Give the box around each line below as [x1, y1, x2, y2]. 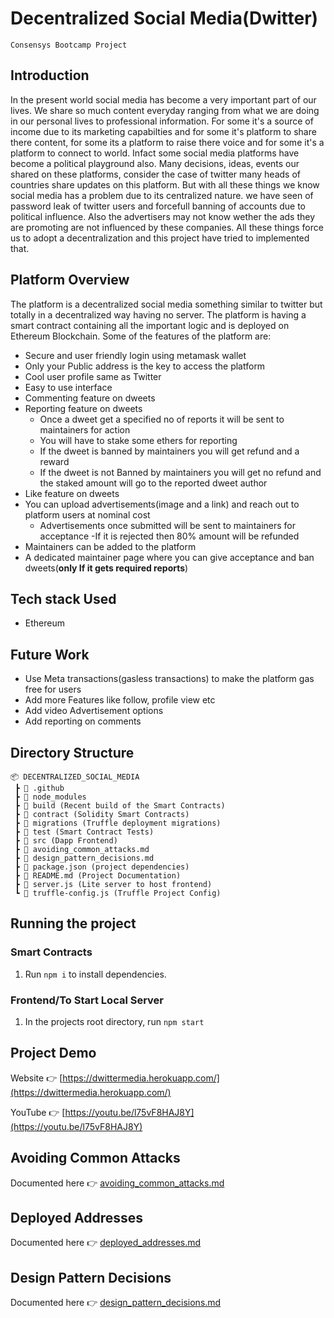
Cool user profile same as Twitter [24, 370, 162, 382]
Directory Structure [10, 744, 135, 761]
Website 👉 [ [10, 1072, 63, 1084]
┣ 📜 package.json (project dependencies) [14, 862, 190, 872]
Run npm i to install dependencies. [24, 968, 167, 980]
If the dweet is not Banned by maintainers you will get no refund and [39, 466, 322, 478]
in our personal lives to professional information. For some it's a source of [10, 115, 314, 127]
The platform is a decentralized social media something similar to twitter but [10, 298, 323, 310]
